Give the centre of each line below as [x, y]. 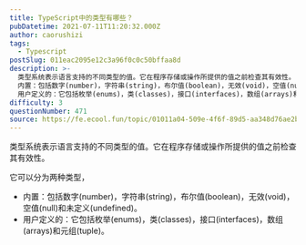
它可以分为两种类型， [49, 178]
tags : [20, 43]
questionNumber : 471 [49, 111]
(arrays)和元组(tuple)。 [66, 231]
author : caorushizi [46, 35]
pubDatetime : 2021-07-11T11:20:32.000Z [85, 26]
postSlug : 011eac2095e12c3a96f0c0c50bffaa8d [95, 60]
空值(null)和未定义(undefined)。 [82, 208]
